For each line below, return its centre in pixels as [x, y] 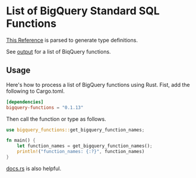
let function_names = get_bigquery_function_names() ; [85, 146]
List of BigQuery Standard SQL [83, 11]
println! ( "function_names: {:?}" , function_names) [81, 152]
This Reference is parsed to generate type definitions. [72, 40]
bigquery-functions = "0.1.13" [45, 107]
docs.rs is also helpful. [34, 168]
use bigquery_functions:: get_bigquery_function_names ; [75, 130]
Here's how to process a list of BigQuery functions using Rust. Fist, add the [98, 85]
